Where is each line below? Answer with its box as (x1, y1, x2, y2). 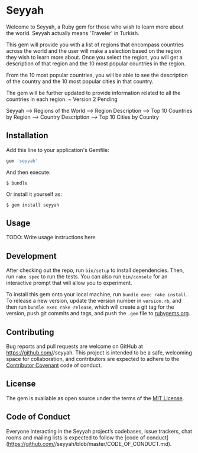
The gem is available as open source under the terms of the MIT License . (6, 394, 184, 401)
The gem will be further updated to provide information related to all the (6, 89, 181, 96)
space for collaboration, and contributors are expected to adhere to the (6, 356, 180, 363)
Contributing (6, 327, 54, 337)
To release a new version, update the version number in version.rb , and (6, 297, 182, 305)
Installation (6, 131, 48, 141)
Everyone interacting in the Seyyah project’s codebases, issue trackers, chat (6, 427, 193, 435)
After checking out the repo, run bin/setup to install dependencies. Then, (6, 267, 184, 274)
